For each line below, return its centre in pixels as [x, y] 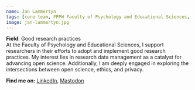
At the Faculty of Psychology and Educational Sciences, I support [85, 45]
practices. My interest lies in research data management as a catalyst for [94, 57]
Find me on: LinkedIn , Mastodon [45, 81]
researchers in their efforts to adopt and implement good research [86, 51]
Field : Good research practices [43, 39]
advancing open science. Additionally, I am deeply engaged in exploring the [97, 63]
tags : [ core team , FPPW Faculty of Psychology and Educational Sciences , [98, 17]
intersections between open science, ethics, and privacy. [75, 70]
